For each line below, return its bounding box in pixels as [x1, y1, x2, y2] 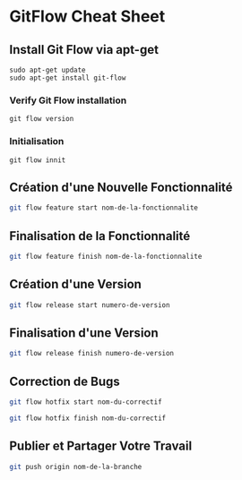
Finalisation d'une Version [9, 325, 159, 341]
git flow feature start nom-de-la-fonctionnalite [9, 203, 199, 212]
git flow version [9, 115, 74, 124]
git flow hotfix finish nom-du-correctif [9, 414, 167, 423]
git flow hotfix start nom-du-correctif [9, 398, 163, 407]
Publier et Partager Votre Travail [9, 439, 193, 454]
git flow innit [9, 155, 66, 165]
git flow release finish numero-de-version [9, 349, 175, 358]
